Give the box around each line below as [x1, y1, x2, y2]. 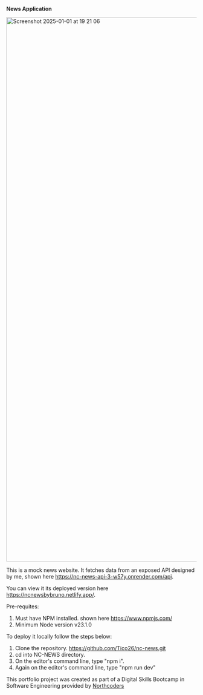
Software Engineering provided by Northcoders [6, 682, 124, 689]
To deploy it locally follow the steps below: [6, 633, 112, 640]
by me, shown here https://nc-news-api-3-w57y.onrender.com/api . [6, 573, 174, 580]
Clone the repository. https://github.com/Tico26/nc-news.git [14, 645, 166, 651]
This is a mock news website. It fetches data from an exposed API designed [6, 566, 195, 574]
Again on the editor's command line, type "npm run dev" [14, 664, 156, 671]
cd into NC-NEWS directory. [14, 651, 86, 658]
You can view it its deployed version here [6, 585, 109, 592]
